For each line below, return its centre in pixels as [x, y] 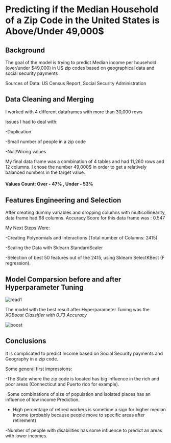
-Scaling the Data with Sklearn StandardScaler [54, 248]
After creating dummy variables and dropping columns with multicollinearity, [86, 213]
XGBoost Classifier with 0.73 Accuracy [46, 315]
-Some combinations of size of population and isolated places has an [78, 394]
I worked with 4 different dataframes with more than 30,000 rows [74, 112]
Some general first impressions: [39, 369]
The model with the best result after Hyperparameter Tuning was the [77, 310]
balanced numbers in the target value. [45, 172]
